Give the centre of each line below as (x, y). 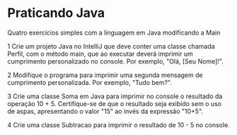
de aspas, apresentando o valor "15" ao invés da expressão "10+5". (105, 111)
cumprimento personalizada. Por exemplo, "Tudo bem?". (89, 82)
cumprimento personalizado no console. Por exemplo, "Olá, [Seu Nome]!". (116, 61)
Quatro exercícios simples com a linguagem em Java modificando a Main (114, 33)
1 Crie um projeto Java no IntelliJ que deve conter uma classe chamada (111, 46)
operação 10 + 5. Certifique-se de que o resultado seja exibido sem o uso (114, 103)
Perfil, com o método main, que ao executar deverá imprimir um (100, 54)
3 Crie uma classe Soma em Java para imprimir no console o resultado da (115, 96)
